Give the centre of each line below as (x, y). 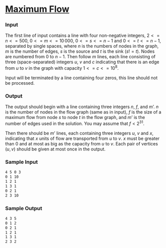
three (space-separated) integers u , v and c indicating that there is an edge (82, 62)
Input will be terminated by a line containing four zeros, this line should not (82, 78)
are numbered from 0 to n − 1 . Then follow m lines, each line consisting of (80, 57)
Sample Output (24, 208)
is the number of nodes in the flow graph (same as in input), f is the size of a (83, 112)
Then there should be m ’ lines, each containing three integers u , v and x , (79, 133)
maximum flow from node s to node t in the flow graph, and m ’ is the (75, 118)
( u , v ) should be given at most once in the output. (55, 149)
